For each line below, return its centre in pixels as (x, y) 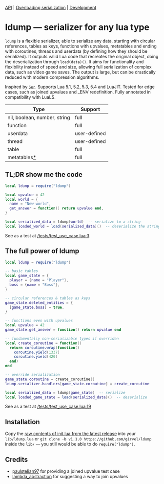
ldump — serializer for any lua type (77, 27)
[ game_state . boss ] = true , (37, 307)
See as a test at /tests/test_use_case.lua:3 (47, 235)
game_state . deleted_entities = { (39, 303)
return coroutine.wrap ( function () (44, 347)
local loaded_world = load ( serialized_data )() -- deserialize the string (83, 226)
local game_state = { (27, 276)
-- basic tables (21, 271)
